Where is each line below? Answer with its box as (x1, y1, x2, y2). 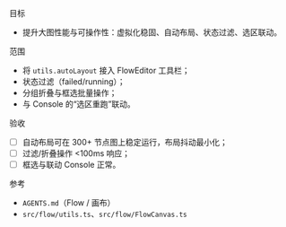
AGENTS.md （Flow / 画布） (22, 197, 116, 208)
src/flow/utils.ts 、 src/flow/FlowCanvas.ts (22, 209, 187, 220)
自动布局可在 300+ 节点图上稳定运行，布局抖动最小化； (22, 137, 229, 147)
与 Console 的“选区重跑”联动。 (22, 99, 136, 109)
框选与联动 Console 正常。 (22, 160, 121, 170)
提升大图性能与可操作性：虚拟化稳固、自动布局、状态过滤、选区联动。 (22, 27, 282, 38)
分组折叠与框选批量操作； (22, 88, 117, 98)
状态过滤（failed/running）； (22, 76, 126, 87)
